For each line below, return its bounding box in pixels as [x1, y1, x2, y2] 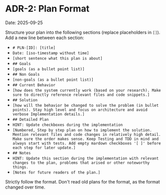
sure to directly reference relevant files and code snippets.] [12, 92, 150, 97]
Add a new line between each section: [5, 35, 84, 41]
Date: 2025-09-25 [5, 20, 43, 26]
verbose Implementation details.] [12, 111, 85, 117]
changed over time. [5, 184, 46, 190]
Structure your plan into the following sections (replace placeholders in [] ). [5, 29, 160, 35]
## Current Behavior [12, 82, 56, 88]
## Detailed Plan [12, 117, 49, 122]
